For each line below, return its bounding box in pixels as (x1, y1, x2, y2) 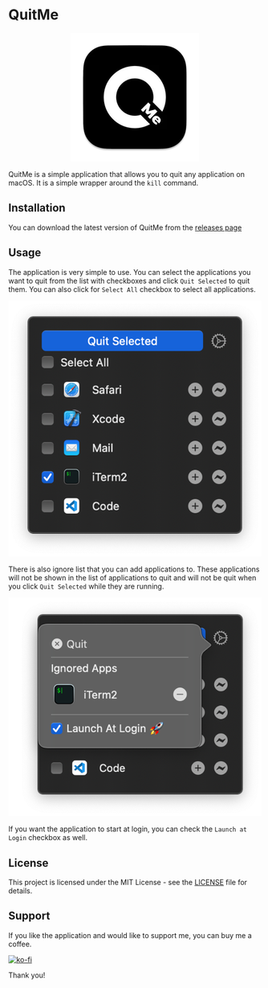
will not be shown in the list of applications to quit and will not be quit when (8, 572, 257, 582)
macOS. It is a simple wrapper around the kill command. (8, 178, 199, 187)
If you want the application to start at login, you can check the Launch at (8, 824, 247, 834)
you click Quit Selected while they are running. (8, 581, 164, 591)
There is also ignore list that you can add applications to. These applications (8, 564, 260, 574)
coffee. (8, 939, 32, 949)
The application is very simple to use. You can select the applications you (8, 267, 251, 277)
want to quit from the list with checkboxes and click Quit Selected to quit (8, 276, 250, 285)
